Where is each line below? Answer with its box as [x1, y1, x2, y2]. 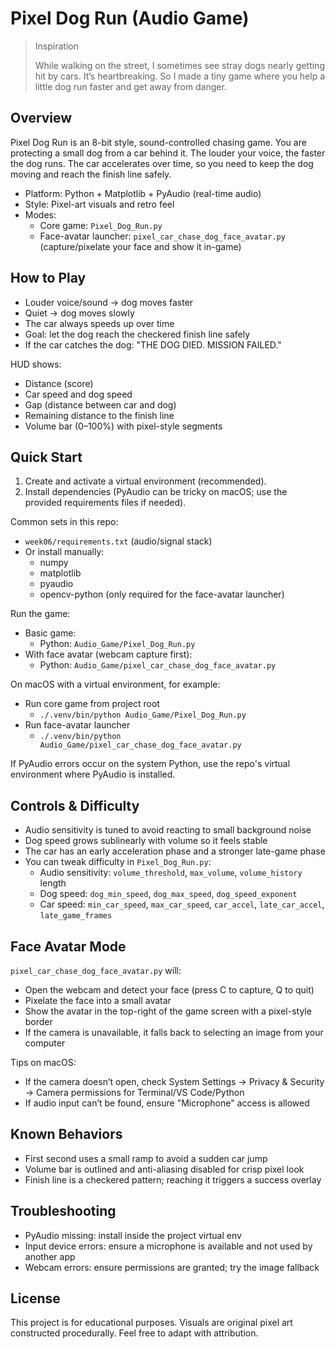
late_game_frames [39, 911, 113, 921]
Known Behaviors [10, 1126, 123, 1143]
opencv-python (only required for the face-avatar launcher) [39, 588, 285, 601]
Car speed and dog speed [24, 388, 133, 400]
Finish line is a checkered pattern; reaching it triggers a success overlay [24, 1173, 322, 1186]
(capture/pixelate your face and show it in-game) [39, 240, 242, 252]
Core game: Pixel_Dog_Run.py [39, 219, 163, 231]
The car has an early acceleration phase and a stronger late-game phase [24, 845, 326, 857]
